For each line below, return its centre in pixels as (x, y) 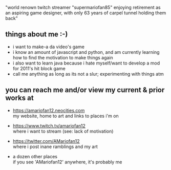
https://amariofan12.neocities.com (49, 110)
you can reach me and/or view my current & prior (85, 90)
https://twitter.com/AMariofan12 (46, 141)
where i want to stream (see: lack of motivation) (63, 131)
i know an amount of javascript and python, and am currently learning (86, 52)
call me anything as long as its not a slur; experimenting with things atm (88, 74)
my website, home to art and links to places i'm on (66, 116)
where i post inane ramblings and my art (55, 146)
